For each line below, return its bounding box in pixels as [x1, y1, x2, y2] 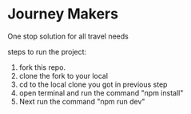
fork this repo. [18, 62, 66, 72]
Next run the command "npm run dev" [18, 96, 145, 106]
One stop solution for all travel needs [7, 31, 129, 41]
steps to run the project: [7, 47, 87, 56]
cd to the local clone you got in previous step [18, 79, 168, 89]
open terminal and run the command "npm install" [18, 88, 184, 97]
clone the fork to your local [18, 71, 109, 80]
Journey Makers [7, 5, 119, 23]
